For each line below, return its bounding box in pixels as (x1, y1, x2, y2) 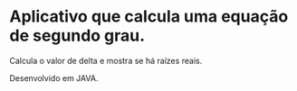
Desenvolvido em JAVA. (9, 72, 99, 83)
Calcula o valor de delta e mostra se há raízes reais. (9, 55, 203, 66)
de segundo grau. (9, 25, 146, 46)
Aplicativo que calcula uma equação (9, 6, 289, 27)
